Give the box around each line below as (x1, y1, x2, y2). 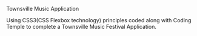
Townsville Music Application (6, 5, 79, 12)
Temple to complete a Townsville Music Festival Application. (6, 23, 156, 30)
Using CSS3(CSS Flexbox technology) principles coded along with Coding (6, 17, 192, 23)
